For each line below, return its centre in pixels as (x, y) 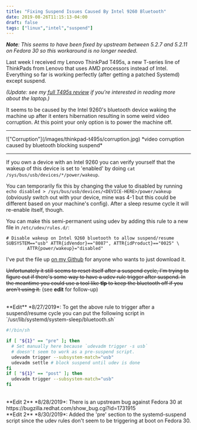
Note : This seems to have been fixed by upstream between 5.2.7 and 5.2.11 (97, 45)
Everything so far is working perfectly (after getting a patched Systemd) (93, 75)
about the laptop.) (28, 99)
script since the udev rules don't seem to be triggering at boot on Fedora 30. (98, 421)
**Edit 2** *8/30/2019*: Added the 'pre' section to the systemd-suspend (96, 414)
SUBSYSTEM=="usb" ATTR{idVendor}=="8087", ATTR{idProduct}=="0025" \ (93, 243)
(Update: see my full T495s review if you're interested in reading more (91, 92)
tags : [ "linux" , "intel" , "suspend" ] (50, 28)
